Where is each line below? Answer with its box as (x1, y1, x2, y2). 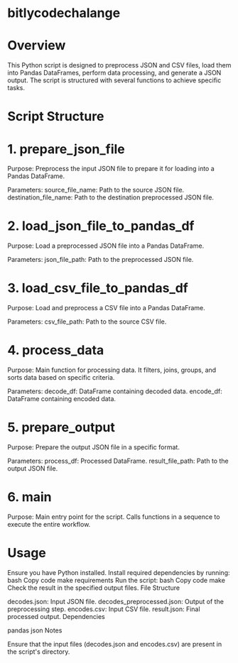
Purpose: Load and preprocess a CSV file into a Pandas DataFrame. (7, 304, 205, 312)
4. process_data (7, 342, 104, 358)
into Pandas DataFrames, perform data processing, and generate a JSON (7, 69, 222, 77)
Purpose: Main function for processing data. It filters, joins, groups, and (7, 366, 217, 374)
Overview (7, 38, 66, 54)
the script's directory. (7, 647, 70, 656)
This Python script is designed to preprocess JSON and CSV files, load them (7, 61, 232, 70)
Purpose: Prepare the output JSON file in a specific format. (7, 443, 180, 451)
